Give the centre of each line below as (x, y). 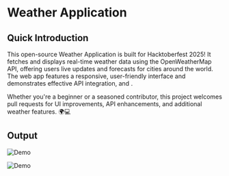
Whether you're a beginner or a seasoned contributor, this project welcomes (114, 97)
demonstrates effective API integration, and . (70, 83)
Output (22, 136)
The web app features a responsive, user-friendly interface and (96, 76)
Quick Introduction (48, 38)
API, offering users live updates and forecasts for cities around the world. (110, 69)
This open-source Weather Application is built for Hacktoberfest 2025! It (109, 54)
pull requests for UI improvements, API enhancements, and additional (105, 104)
